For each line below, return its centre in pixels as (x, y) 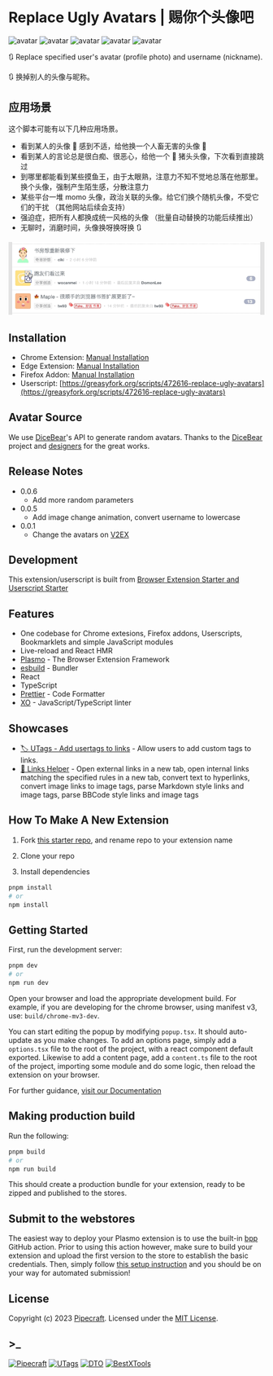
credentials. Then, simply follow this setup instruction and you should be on (135, 1264)
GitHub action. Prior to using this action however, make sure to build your (131, 1247)
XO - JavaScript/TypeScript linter (76, 703)
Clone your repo (47, 855)
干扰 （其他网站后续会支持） (82, 207)
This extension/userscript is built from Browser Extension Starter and (124, 579)
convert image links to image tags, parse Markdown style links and (132, 786)
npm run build (32, 1169)
